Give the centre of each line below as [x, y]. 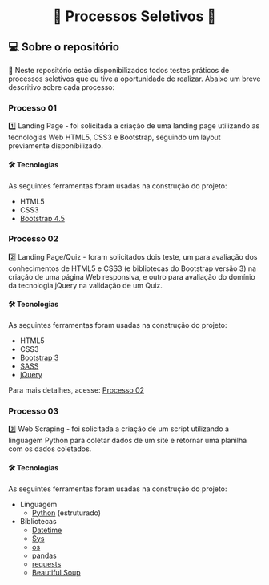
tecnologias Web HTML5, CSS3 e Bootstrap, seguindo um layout [115, 137]
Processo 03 [34, 410]
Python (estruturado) [66, 513]
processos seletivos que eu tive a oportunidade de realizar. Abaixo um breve [134, 79]
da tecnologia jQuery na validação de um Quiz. [85, 285]
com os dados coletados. [50, 449]
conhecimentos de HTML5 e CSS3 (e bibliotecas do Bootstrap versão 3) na [132, 268]
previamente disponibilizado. [56, 146]
